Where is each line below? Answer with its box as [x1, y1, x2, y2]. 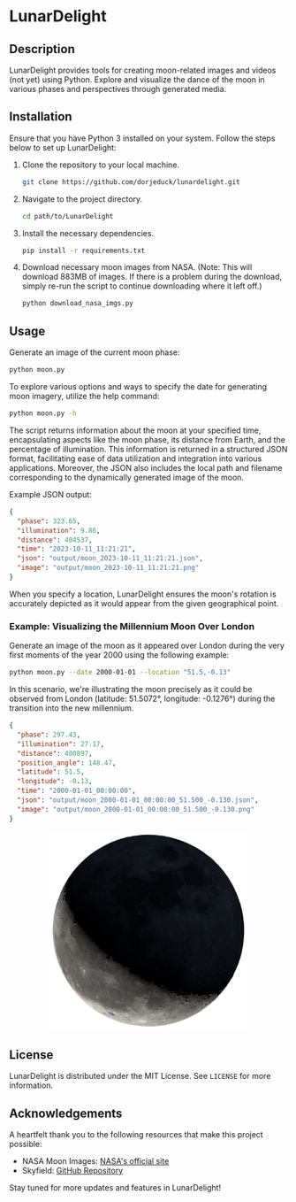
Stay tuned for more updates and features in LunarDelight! [9, 1183, 222, 1193]
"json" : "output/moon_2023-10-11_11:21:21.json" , [17, 554, 203, 563]
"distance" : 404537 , [17, 536, 93, 544]
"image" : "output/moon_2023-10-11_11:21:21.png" [17, 564, 200, 573]
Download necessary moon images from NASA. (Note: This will [21, 262, 253, 273]
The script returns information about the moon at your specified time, [9, 425, 262, 435]
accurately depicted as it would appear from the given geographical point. [9, 597, 279, 608]
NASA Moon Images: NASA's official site [21, 1156, 170, 1167]
